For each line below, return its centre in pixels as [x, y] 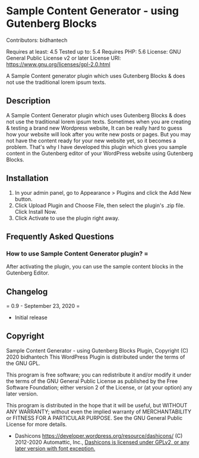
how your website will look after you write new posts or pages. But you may [99, 134]
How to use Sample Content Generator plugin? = [77, 253]
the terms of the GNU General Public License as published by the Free [92, 381]
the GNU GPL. [23, 363]
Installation [27, 178]
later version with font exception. [55, 448]
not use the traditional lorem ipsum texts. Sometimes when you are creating [99, 121]
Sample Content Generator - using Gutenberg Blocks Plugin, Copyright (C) [97, 350]
